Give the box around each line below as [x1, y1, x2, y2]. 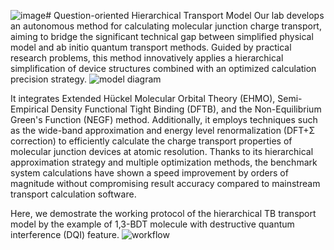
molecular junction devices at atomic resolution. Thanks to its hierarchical [10, 146, 314, 157]
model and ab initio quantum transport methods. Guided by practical [10, 41, 292, 53]
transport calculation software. [10, 188, 137, 200]
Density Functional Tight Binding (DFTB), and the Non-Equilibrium [50, 103, 322, 115]
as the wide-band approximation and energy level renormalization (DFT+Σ [10, 125, 316, 136]
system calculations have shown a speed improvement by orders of [10, 167, 289, 179]
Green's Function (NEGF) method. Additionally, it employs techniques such [10, 114, 318, 125]
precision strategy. [10, 73, 88, 85]
